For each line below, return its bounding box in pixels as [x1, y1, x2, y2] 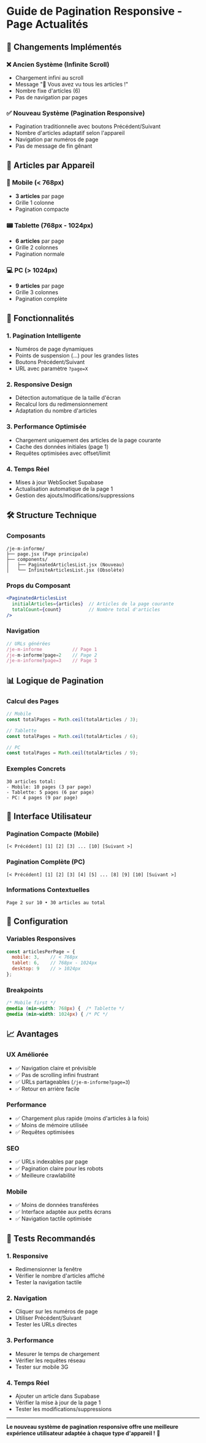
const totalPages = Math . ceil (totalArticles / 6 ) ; [6, 733, 139, 739]
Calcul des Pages [6, 697, 59, 706]
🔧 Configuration [6, 916, 69, 927]
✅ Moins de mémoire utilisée [15, 1121, 88, 1129]
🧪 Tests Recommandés [6, 1233, 96, 1244]
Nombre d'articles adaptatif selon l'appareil [15, 129, 125, 137]
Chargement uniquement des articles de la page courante [15, 436, 161, 444]
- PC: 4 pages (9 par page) [6, 794, 78, 801]
